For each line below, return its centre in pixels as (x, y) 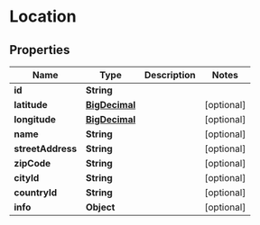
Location (43, 17)
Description (170, 75)
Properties (40, 50)
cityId (27, 178)
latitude (31, 105)
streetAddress (46, 148)
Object (100, 207)
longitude (35, 119)
